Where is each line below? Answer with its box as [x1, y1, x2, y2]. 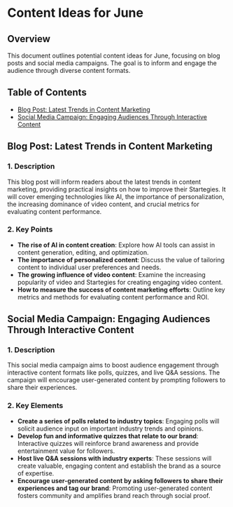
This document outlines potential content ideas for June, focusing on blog [7, 51, 220, 60]
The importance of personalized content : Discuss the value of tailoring [17, 255, 225, 264]
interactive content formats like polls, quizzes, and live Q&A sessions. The [7, 368, 220, 377]
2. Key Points [7, 224, 53, 234]
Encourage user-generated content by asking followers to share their [17, 476, 223, 485]
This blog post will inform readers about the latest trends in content [7, 177, 202, 186]
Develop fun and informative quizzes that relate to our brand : [17, 431, 199, 440]
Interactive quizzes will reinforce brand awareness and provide [17, 439, 199, 447]
